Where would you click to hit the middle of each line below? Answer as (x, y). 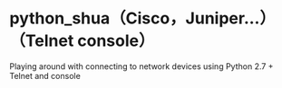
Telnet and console (45, 75)
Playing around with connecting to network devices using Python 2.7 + (141, 66)
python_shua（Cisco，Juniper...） (143, 18)
